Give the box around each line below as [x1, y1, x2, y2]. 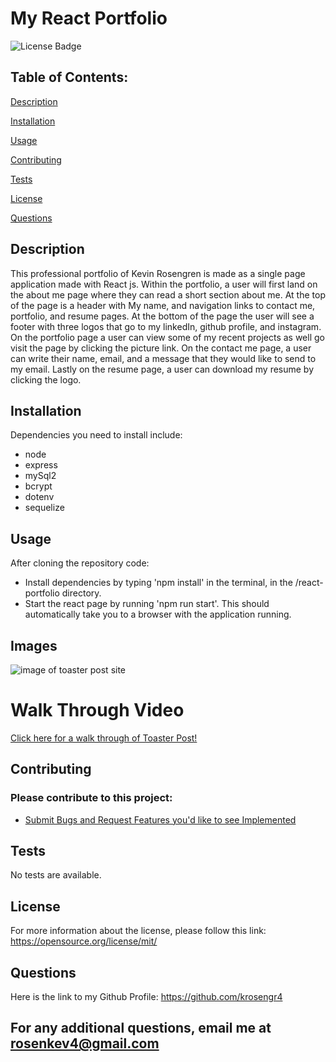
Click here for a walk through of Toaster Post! [10, 732, 198, 744]
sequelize [24, 502, 65, 514]
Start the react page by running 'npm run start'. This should [24, 598, 270, 610]
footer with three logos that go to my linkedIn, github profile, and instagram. [10, 320, 322, 332]
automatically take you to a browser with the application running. [24, 608, 292, 621]
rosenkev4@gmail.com [10, 1035, 160, 1052]
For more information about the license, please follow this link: [10, 925, 267, 937]
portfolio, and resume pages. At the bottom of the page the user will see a [10, 310, 315, 322]
